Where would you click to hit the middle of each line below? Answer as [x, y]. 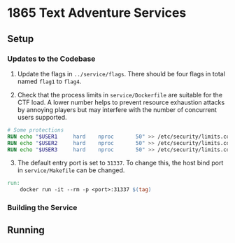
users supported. [42, 117]
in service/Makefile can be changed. [71, 170]
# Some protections [36, 130]
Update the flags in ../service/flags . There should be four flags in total [121, 74]
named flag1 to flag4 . [49, 81]
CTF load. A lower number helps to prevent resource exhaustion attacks [121, 102]
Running [26, 230]
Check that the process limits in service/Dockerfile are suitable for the [120, 95]
